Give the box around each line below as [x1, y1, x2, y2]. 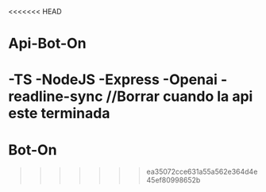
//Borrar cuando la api [106, 87, 253, 106]
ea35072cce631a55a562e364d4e [146, 167, 258, 177]
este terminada [8, 105, 110, 122]
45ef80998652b [146, 175, 201, 185]
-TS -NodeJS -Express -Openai [8, 71, 218, 89]
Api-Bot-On [8, 35, 87, 52]
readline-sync [8, 87, 103, 106]
